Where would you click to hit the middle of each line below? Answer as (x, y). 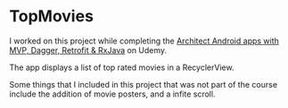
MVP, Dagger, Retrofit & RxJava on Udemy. (88, 50)
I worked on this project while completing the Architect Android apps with (144, 41)
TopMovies (51, 16)
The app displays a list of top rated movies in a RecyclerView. (122, 67)
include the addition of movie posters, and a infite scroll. (112, 94)
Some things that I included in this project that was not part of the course (144, 84)
